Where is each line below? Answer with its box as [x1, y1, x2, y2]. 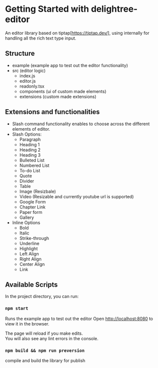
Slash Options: [12, 131, 42, 137]
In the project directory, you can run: [5, 294, 79, 299]
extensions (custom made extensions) [19, 93, 97, 99]
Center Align [19, 261, 45, 267]
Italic [19, 230, 29, 236]
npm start [5, 306, 28, 311]
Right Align [19, 256, 42, 262]
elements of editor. [12, 126, 50, 132]
